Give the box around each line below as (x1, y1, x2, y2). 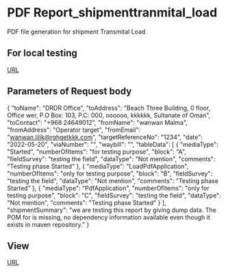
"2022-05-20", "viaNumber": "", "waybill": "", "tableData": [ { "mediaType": (7, 140, 218, 148)
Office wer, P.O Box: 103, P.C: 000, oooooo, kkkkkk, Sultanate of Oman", (7, 111, 211, 119)
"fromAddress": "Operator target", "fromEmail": (7, 126, 141, 134)
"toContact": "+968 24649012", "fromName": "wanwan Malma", (7, 118, 188, 126)
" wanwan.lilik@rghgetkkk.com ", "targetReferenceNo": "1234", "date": (7, 132, 203, 141)
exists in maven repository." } (7, 220, 90, 228)
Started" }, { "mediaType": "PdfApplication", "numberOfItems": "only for (7, 184, 210, 192)
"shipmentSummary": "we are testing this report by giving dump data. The (7, 206, 217, 214)
